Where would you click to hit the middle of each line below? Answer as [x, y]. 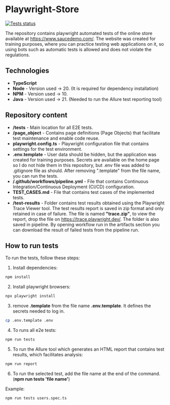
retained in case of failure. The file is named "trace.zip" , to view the [84, 214]
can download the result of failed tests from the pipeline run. [76, 230]
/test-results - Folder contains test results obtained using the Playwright [89, 203]
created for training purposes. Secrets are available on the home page [86, 160]
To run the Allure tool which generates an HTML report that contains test [88, 349]
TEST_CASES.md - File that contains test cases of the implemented [83, 192]
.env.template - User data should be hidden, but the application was [84, 154]
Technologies [27, 71]
